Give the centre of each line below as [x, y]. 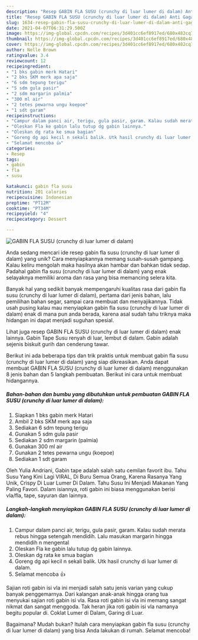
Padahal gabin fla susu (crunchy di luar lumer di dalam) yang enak [86, 271]
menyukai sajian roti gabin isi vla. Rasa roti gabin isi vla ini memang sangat [96, 600]
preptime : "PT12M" [29, 203]
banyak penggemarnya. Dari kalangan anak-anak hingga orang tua [87, 594]
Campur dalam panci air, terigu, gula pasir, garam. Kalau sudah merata [100, 530]
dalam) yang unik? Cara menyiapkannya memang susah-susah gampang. [95, 259]
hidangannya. [23, 381]
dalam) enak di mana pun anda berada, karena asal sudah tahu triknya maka [99, 314]
